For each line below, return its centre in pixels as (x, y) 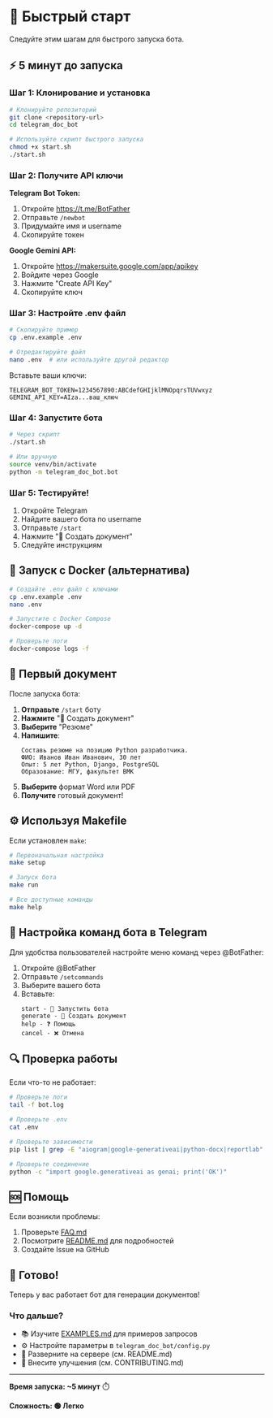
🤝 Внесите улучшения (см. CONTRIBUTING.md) (102, 1363)
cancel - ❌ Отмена (52, 1033)
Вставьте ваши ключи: (48, 375)
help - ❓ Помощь (48, 1024)
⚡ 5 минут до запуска (66, 65)
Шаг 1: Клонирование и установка (80, 93)
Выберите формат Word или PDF (78, 787)
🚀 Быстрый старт (70, 17)
